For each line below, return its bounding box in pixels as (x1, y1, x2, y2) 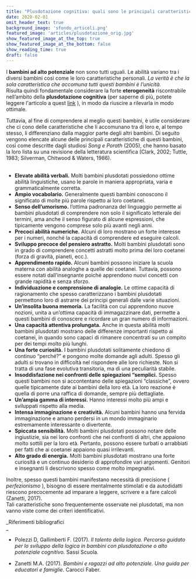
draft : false (6, 52, 38, 58)
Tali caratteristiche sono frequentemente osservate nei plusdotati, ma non (6, 500, 184, 508)
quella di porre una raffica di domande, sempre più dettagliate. (14, 390, 165, 397)
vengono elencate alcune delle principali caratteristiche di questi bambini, (6, 135, 184, 142)
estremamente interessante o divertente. (14, 421, 113, 428)
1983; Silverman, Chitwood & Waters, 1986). (6, 154, 112, 161)
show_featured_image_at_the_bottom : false (6, 42, 111, 47)
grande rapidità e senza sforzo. (14, 278, 90, 285)
